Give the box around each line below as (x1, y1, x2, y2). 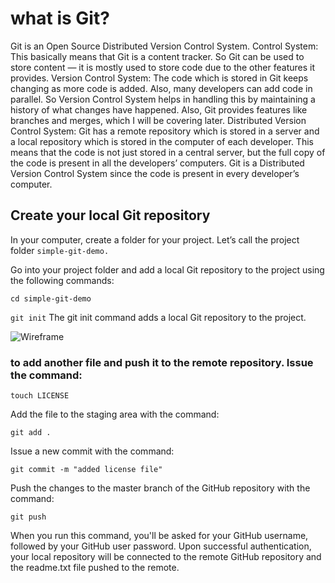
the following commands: (10, 274, 115, 286)
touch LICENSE (10, 391, 70, 401)
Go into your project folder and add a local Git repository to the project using (10, 263, 325, 276)
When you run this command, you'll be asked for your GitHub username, (10, 530, 309, 542)
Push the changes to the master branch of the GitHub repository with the (10, 482, 311, 494)
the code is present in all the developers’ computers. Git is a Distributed (10, 157, 305, 169)
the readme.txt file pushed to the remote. (10, 562, 180, 574)
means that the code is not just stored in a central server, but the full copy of (10, 146, 326, 158)
